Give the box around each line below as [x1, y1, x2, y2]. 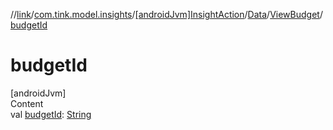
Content [10, 97, 44, 109]
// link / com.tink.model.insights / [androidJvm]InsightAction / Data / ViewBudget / [10, 9, 323, 20]
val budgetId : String [10, 108, 92, 120]
